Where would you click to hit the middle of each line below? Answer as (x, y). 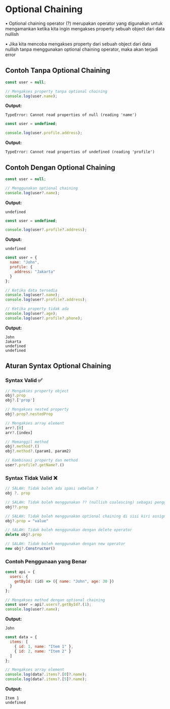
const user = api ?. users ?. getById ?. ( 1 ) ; (49, 605)
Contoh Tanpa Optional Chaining (58, 71)
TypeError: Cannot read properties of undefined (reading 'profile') (80, 152)
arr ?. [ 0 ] (14, 428)
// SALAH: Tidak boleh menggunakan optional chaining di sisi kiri (78, 516)
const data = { (21, 637)
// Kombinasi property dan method (42, 461)
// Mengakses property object (37, 391)
